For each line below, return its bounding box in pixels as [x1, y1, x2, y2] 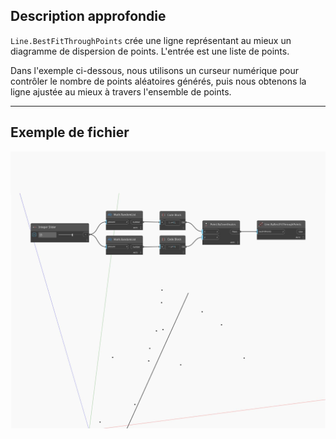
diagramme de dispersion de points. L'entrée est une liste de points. [10, 45, 290, 57]
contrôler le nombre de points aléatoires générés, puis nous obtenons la [10, 75, 307, 87]
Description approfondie [10, 8, 167, 25]
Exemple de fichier [10, 124, 130, 141]
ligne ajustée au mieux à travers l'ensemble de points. [10, 85, 232, 98]
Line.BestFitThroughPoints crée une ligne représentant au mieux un [10, 34, 292, 46]
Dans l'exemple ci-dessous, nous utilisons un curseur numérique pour [10, 64, 299, 76]
